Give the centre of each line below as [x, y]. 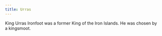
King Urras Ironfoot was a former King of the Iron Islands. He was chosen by [81, 23]
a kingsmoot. [18, 28]
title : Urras [18, 9]
